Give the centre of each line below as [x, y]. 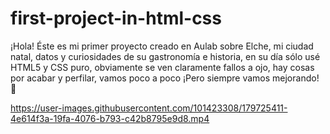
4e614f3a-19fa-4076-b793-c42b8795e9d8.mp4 [110, 118]
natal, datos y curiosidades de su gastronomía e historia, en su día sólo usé [165, 56]
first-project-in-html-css [116, 18]
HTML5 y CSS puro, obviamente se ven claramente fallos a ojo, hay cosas [162, 67]
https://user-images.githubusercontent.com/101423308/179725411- [149, 108]
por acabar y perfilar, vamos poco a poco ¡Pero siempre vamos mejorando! [165, 78]
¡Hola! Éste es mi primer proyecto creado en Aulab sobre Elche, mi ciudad [162, 46]
